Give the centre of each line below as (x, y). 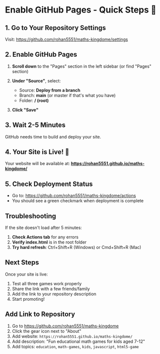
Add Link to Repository (40, 314)
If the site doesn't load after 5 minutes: (44, 228)
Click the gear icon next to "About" (47, 331)
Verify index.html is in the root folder (49, 242)
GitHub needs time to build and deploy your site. (53, 137)
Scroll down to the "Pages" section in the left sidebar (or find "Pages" (82, 66)
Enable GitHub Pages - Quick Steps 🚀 (81, 10)
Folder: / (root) (34, 100)
